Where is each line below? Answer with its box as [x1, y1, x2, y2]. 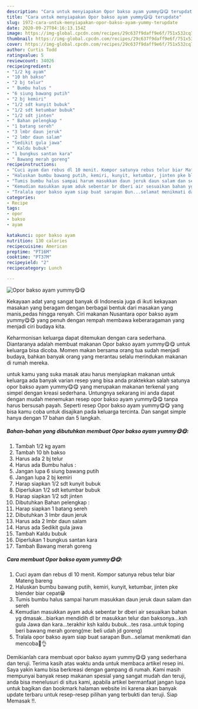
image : [6, 31, 23, 36]
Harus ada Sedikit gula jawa [15, 524, 83, 531]
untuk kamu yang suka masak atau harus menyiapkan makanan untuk [6, 370, 176, 377]
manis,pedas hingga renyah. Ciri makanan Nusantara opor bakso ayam [6, 310, 179, 317]
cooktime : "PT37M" [6, 254, 52, 260]
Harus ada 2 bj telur [15, 455, 63, 462]
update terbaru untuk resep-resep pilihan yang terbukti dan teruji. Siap [6, 691, 178, 698]
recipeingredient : [6, 63, 52, 69]
